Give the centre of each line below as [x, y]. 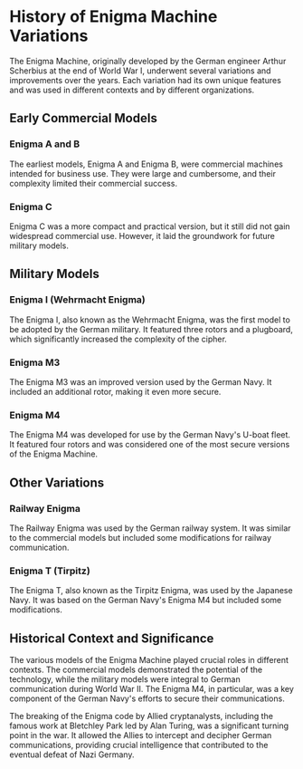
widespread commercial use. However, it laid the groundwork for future [142, 236]
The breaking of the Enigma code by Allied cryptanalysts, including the [142, 716]
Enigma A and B [44, 144]
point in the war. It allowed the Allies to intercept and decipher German [141, 735]
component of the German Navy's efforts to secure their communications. [147, 698]
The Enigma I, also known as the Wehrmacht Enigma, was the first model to [150, 320]
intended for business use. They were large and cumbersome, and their [142, 173]
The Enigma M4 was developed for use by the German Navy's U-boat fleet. [150, 435]
